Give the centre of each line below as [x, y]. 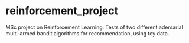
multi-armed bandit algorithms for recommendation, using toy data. [87, 33]
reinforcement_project [62, 11]
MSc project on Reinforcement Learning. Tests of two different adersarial [94, 27]
